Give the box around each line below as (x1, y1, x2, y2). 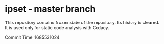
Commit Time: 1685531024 (5, 34, 60, 40)
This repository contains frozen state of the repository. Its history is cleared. (5, 20, 159, 25)
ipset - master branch (5, 3, 96, 15)
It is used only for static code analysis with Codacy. (5, 24, 109, 30)
